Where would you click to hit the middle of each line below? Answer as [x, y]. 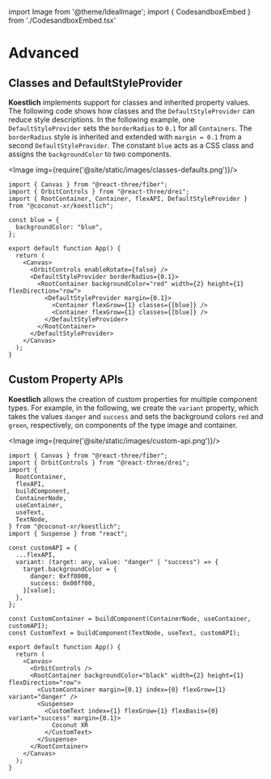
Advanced [44, 53]
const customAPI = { [43, 548]
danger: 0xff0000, [61, 576]
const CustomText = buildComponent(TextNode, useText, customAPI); [125, 633]
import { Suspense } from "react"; [68, 533]
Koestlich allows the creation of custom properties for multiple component [133, 399]
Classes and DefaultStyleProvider [95, 83]
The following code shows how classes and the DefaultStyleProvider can [132, 111]
